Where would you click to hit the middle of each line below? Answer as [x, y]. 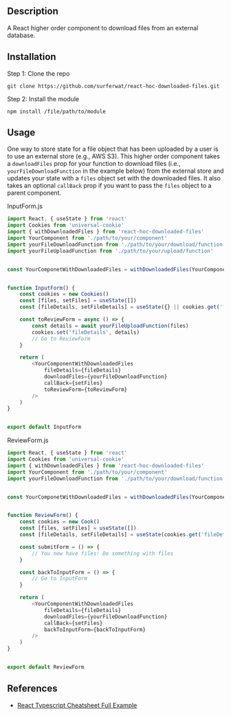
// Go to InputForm [60, 579]
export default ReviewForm [46, 667]
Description [33, 11]
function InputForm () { [41, 288]
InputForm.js [25, 207]
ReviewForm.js [28, 441]
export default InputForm [44, 427]
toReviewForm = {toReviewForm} [86, 389]
